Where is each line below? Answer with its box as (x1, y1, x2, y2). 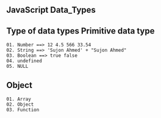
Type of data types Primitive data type (6, 26, 155, 36)
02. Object (6, 101, 34, 108)
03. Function (6, 107, 40, 113)
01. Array (6, 96, 32, 103)
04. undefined (6, 58, 43, 64)
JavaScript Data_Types (6, 5, 96, 15)
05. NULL (6, 64, 29, 70)
